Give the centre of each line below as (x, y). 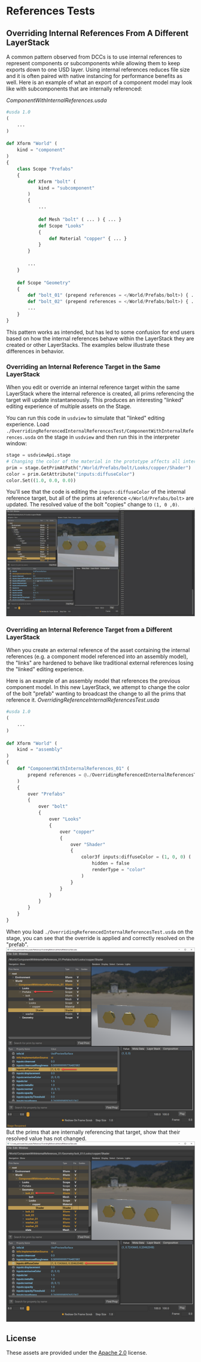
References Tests (51, 11)
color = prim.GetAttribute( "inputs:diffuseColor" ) (71, 474)
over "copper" (77, 832)
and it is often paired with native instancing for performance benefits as (94, 76)
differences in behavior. (35, 351)
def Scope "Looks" (61, 226)
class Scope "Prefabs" (45, 169)
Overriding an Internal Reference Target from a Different (89, 629)
